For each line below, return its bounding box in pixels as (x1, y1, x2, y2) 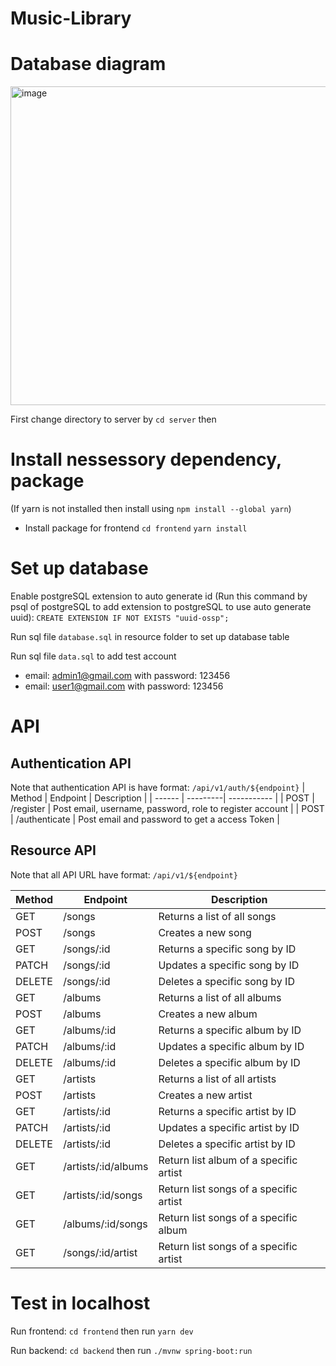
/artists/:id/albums (63, 1159, 149, 1173)
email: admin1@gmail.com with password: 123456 (24, 670, 231, 681)
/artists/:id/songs (63, 1188, 143, 1202)
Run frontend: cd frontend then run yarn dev (10, 1325, 194, 1337)
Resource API (10, 842, 97, 859)
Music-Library (10, 7, 132, 30)
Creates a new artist (158, 1088, 253, 1102)
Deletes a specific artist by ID (158, 1137, 296, 1151)
